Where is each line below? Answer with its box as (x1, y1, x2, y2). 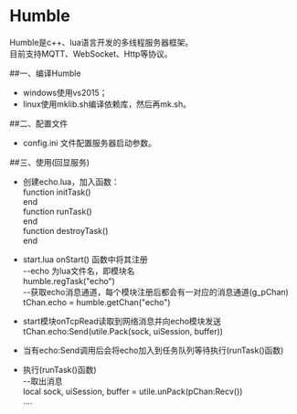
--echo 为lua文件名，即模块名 (22, 265, 135, 276)
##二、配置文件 (9, 118, 69, 129)
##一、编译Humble (9, 68, 81, 79)
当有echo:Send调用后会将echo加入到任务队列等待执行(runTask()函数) (22, 345, 284, 356)
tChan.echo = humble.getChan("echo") (22, 296, 171, 307)
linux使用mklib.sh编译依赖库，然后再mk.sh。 (22, 98, 192, 110)
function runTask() (22, 206, 93, 217)
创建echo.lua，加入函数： (22, 175, 121, 187)
